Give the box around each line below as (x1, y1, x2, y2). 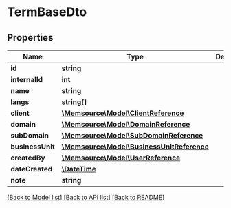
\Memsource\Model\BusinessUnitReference (61, 142, 209, 152)
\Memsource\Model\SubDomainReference (61, 131, 203, 140)
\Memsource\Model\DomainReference (61, 120, 190, 129)
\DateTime (61, 165, 96, 174)
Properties (7, 32, 54, 43)
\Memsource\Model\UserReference (61, 153, 181, 163)
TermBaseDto (7, 4, 87, 20)
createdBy (10, 153, 46, 163)
